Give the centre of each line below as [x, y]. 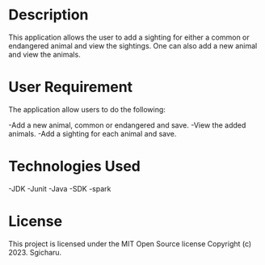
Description [48, 15]
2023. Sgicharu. [35, 252]
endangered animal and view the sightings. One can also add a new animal [133, 45]
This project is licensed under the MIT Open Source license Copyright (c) [130, 243]
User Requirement [71, 87]
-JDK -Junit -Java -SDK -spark [60, 188]
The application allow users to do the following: [87, 109]
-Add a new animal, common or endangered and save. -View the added [127, 125]
